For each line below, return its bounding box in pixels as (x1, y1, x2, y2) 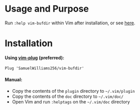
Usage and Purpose (5, 3, 89, 15)
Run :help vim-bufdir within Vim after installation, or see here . (5, 20, 135, 26)
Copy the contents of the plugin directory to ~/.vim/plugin (12, 88, 135, 94)
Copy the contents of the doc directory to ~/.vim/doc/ (12, 93, 124, 99)
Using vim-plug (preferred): (5, 54, 64, 61)
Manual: (5, 77, 23, 83)
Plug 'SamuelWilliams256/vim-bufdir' (5, 66, 84, 71)
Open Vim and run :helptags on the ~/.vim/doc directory (12, 98, 130, 104)
